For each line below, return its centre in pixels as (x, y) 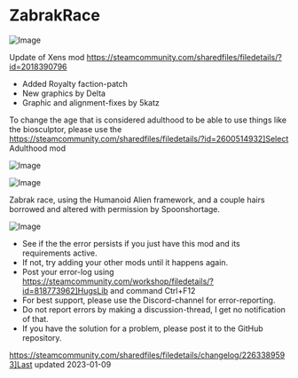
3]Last (21, 364)
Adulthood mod (38, 148)
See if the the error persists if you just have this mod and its (131, 243)
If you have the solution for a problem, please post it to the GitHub (142, 328)
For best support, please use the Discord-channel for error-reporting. (149, 300)
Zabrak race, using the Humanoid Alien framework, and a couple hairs (137, 200)
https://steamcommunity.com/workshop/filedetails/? (118, 281)
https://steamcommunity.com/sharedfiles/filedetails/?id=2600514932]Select (149, 138)
